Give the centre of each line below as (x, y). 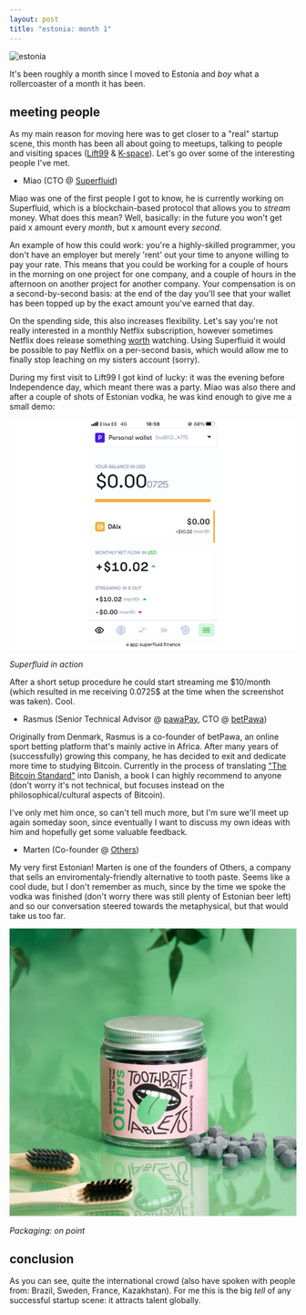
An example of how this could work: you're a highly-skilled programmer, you (153, 245)
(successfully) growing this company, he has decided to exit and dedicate (148, 756)
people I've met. (40, 163)
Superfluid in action (46, 664)
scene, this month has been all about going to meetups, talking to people (146, 144)
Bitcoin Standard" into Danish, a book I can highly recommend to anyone (146, 775)
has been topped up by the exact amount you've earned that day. (132, 303)
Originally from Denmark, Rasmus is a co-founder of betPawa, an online (144, 736)
